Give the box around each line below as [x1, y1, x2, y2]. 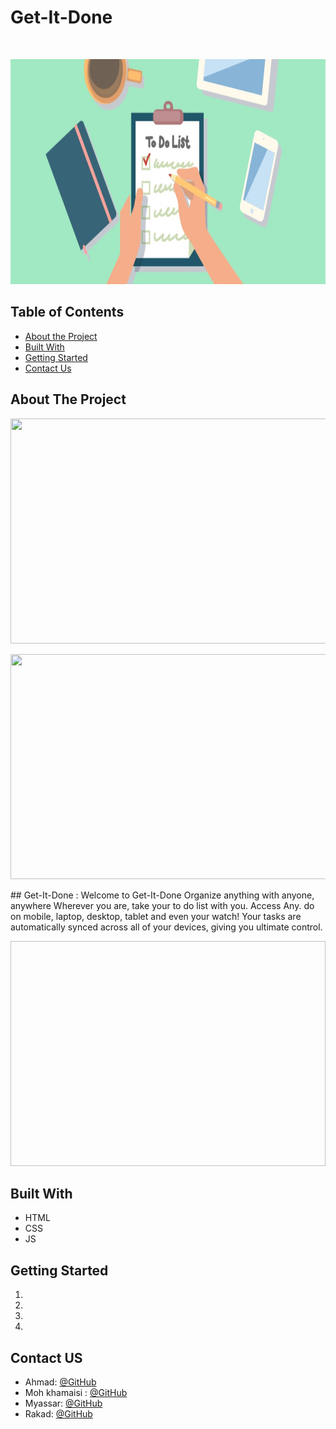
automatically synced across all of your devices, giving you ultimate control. [10, 921, 323, 933]
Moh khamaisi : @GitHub [24, 1387, 128, 1398]
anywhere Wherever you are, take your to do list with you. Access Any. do [10, 899, 315, 911]
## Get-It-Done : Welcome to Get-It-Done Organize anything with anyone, [10, 889, 315, 901]
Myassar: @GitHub [24, 1397, 103, 1409]
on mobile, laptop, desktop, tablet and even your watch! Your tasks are [10, 910, 302, 922]
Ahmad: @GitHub [24, 1376, 97, 1388]
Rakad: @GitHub [24, 1408, 93, 1420]
